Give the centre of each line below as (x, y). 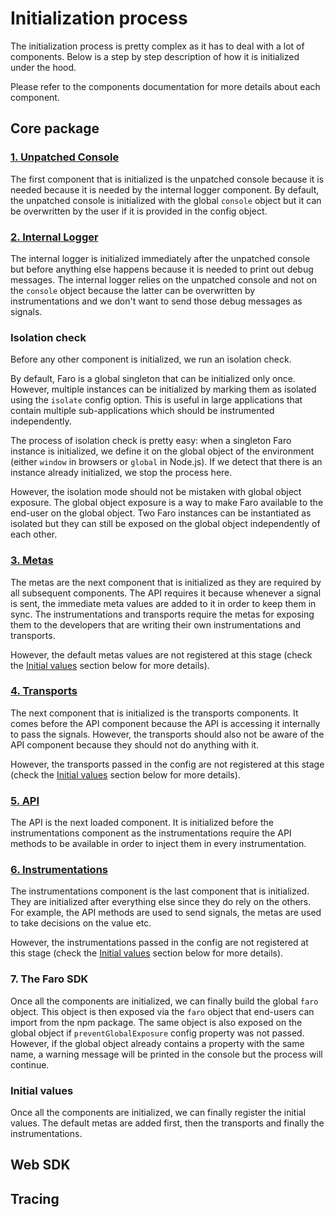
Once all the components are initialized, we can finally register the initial (158, 1112)
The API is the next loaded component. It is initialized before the (142, 823)
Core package (55, 128)
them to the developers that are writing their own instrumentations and (156, 624)
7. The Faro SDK (49, 979)
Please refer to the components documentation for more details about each (165, 86)
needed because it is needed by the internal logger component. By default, (165, 189)
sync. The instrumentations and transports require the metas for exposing (162, 614)
